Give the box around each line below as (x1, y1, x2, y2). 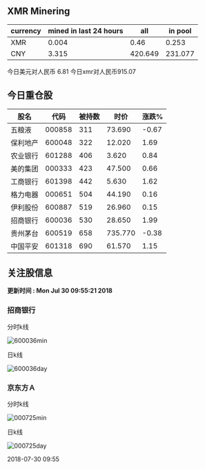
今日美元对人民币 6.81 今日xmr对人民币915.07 (7, 67, 136, 75)
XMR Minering (7, 6, 70, 17)
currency (10, 26, 41, 35)
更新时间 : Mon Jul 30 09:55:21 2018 (7, 286, 113, 295)
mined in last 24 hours (48, 26, 124, 35)
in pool (168, 26, 192, 35)
